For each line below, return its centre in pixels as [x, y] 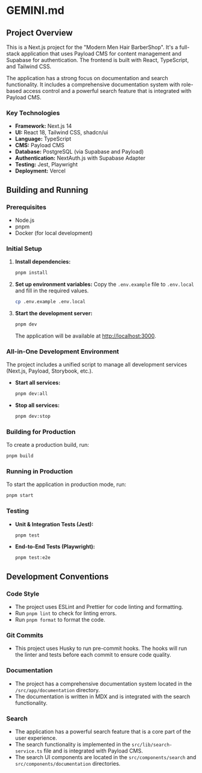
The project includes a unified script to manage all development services [97, 365]
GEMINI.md [35, 11]
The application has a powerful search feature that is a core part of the [103, 731]
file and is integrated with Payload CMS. [93, 751]
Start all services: [38, 383]
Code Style [23, 593]
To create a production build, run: [48, 445]
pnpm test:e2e [33, 558]
